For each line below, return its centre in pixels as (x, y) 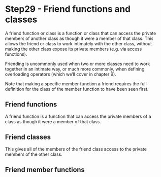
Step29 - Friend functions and (68, 9)
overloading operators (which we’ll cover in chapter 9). (61, 74)
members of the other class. (34, 154)
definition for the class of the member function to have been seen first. (77, 89)
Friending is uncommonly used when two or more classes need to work (78, 64)
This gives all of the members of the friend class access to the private (76, 149)
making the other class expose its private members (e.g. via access (73, 49)
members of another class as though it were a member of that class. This (79, 38)
